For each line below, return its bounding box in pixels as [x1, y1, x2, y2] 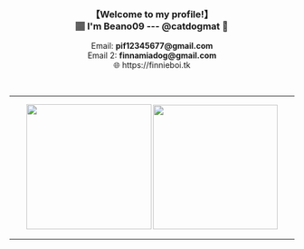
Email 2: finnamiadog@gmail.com [87, 50, 217, 61]
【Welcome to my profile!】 [90, 7, 214, 20]
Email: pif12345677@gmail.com [90, 41, 214, 52]
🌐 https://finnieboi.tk [113, 60, 191, 71]
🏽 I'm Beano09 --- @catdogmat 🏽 [75, 20, 229, 33]
